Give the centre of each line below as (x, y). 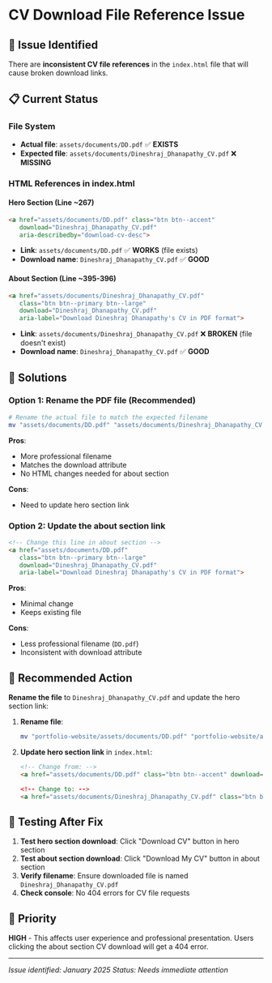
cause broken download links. (58, 73)
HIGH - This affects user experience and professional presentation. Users (131, 938)
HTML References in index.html (72, 183)
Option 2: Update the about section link (87, 526)
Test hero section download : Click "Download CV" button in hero (130, 841)
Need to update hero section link (74, 505)
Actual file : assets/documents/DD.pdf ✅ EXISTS (99, 144)
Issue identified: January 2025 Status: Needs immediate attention (118, 970)
